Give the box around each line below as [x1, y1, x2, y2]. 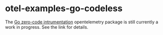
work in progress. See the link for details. [5, 24, 89, 30]
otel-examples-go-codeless [5, 3, 123, 14]
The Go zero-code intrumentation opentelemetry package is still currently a [5, 19, 159, 25]
